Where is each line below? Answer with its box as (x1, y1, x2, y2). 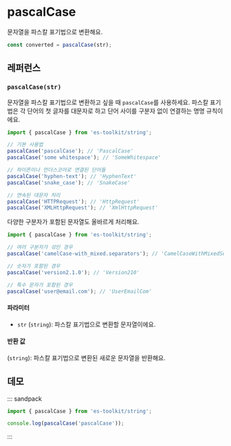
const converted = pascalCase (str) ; (7, 41, 112, 48)
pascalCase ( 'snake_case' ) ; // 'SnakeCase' (7, 179, 131, 186)
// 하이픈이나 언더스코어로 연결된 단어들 (7, 166, 106, 173)
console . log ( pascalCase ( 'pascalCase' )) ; (7, 420, 125, 427)
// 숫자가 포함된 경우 (7, 263, 60, 269)
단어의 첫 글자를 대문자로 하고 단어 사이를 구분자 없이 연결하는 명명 (27, 107, 205, 115)
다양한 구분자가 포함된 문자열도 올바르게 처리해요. (7, 218, 140, 226)
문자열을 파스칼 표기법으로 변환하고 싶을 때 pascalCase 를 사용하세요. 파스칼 (7, 98, 208, 107)
